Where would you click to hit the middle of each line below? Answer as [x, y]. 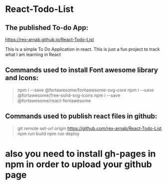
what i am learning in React [33, 54]
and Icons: [22, 78]
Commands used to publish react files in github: [81, 116]
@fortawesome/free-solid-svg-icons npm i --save [69, 95]
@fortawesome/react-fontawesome [54, 100]
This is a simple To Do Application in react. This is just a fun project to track [83, 49]
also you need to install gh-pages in [81, 154]
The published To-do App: [47, 28]
